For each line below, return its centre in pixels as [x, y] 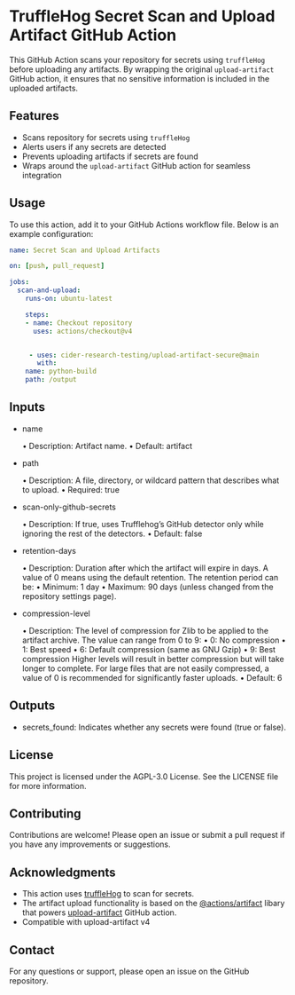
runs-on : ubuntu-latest [69, 299]
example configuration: [51, 233]
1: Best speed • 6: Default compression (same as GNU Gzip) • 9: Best [149, 649]
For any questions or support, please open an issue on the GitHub [129, 971]
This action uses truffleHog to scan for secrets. [108, 894]
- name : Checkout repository [79, 323]
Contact [32, 950]
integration [42, 175]
